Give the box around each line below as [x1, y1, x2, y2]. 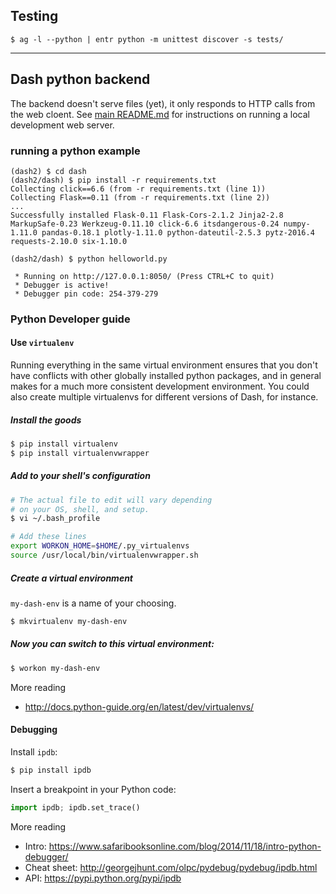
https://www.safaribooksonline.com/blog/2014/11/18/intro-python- [48, 840, 322, 852]
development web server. [10, 119, 115, 131]
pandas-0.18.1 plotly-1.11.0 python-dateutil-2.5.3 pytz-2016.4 [41, 227, 315, 238]
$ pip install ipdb [10, 765, 92, 775]
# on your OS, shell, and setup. [10, 504, 150, 514]
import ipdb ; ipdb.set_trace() [10, 802, 141, 813]
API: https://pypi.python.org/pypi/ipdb [24, 872, 182, 884]
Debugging [10, 724, 58, 736]
